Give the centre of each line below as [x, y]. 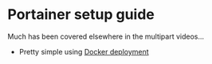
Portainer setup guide [81, 15]
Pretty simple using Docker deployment [84, 51]
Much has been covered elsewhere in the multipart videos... [106, 36]
